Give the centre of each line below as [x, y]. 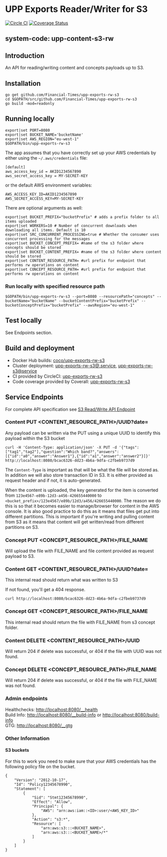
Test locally [23, 321]
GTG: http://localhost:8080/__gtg [39, 725]
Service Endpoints [34, 397]
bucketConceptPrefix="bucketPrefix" [43, 305]
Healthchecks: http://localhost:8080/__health [52, 709]
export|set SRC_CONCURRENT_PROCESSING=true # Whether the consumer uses [82, 234]
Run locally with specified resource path [55, 286]
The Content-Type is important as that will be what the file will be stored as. [82, 469]
